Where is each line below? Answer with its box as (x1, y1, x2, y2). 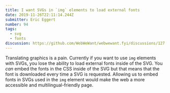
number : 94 (5, 21, 29, 27)
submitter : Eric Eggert (5, 17, 56, 22)
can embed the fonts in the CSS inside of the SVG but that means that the (5, 65, 160, 72)
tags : (5, 27, 17, 32)
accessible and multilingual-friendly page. (5, 82, 94, 88)
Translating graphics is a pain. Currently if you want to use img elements (5, 55, 156, 61)
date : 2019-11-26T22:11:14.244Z (5, 12, 74, 17)
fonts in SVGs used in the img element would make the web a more (5, 76, 145, 82)
